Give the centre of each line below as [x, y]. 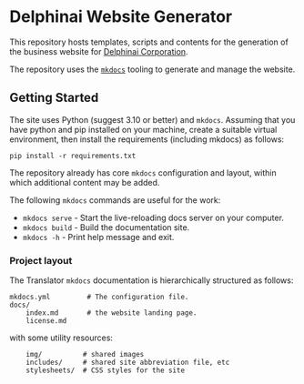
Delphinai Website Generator [121, 17]
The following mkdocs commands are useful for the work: [115, 200]
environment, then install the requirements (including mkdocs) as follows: [147, 139]
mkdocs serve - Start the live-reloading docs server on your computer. [153, 217]
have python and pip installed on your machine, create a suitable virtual [143, 129]
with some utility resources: [61, 338]
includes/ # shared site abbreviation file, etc [128, 363]
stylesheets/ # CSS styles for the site [105, 370]
